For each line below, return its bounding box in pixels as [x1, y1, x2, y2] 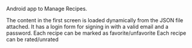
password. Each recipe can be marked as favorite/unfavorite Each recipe [6, 29, 187, 37]
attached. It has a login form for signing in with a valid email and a [6, 23, 169, 30]
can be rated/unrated [6, 36, 59, 43]
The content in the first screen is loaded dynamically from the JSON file [6, 17, 184, 23]
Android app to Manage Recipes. [6, 5, 88, 12]
